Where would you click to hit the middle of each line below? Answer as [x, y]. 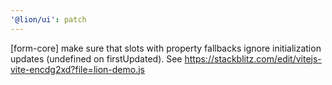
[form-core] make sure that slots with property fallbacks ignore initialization [166, 48]
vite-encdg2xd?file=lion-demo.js [77, 69]
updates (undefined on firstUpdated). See [96, 58]
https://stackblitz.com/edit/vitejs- [253, 58]
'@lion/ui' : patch [48, 19]
